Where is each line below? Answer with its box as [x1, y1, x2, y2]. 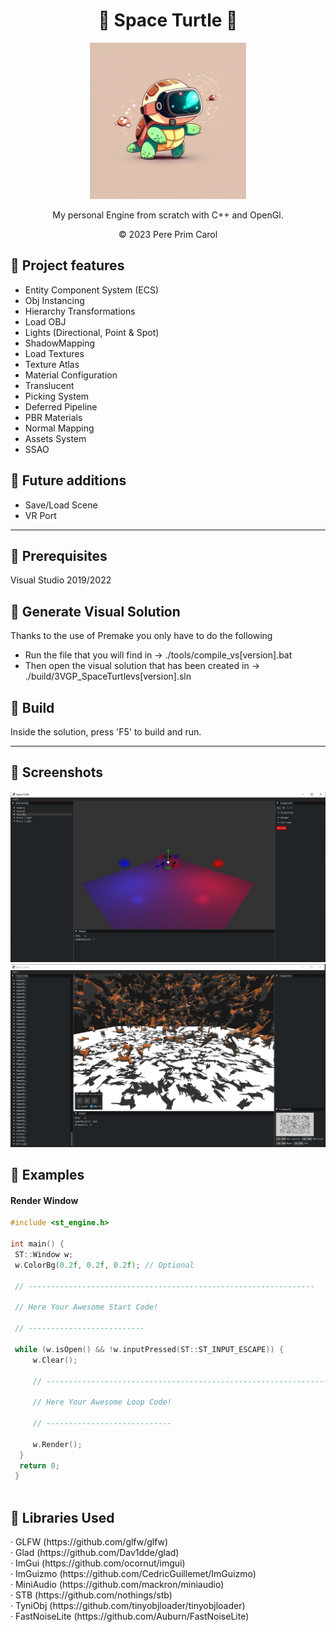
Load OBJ [24, 315, 67, 328]
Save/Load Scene [24, 499, 98, 511]
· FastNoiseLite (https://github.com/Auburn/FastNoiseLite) [10, 1610, 250, 1622]
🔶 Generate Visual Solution [10, 603, 181, 620]
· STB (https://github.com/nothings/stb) [10, 1589, 173, 1601]
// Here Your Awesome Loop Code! [32, 1397, 172, 1408]
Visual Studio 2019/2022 [10, 574, 112, 586]
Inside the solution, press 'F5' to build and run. [10, 726, 202, 738]
